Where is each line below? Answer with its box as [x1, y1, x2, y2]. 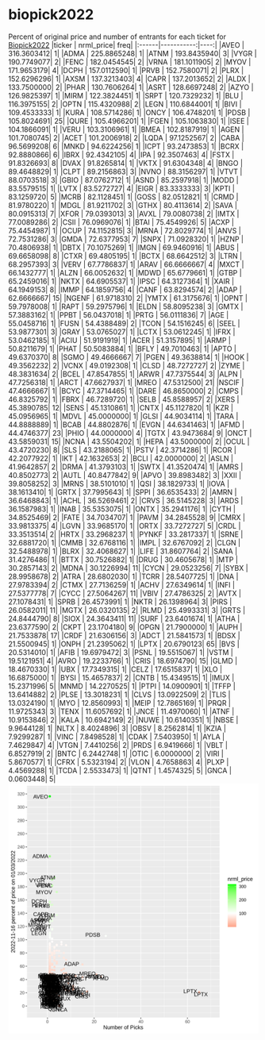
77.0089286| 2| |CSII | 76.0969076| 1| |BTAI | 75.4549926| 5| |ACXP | [8, 217, 234, 227]
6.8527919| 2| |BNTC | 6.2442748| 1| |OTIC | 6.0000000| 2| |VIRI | [8, 749, 224, 758]
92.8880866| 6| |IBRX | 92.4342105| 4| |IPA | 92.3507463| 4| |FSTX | [8, 149, 235, 160]
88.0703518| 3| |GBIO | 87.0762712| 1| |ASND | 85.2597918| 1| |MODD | [8, 175, 240, 184]
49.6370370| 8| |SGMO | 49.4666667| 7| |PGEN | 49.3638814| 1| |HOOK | [8, 352, 249, 362]
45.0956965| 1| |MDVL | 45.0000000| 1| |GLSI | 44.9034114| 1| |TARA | [8, 411, 239, 421]
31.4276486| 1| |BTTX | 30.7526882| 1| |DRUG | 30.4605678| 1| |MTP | [8, 554, 238, 564]
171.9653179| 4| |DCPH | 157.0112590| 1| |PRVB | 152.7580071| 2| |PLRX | [8, 65, 244, 75]
